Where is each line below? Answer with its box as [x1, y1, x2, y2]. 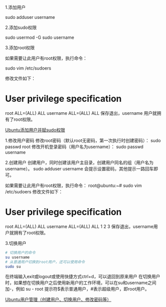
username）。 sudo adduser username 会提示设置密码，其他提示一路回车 [5, 165, 154, 171]
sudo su [5, 264, 21, 269]
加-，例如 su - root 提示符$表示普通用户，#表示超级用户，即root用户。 [5, 286, 150, 292]
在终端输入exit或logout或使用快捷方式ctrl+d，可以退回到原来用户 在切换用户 [5, 274, 161, 280]
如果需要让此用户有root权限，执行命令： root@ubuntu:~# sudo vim [5, 182, 142, 188]
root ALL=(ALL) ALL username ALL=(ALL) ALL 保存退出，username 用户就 [5, 110, 157, 116]
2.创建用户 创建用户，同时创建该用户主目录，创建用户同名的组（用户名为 [5, 159, 154, 165]
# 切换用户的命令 [5, 250, 36, 255]
